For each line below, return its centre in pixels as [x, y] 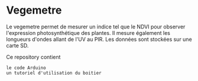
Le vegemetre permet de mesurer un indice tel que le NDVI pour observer [96, 27]
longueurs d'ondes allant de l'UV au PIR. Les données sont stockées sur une [99, 39]
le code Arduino [26, 68]
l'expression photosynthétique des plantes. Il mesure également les [88, 33]
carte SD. [17, 46]
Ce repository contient [33, 57]
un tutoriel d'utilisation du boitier [54, 73]
